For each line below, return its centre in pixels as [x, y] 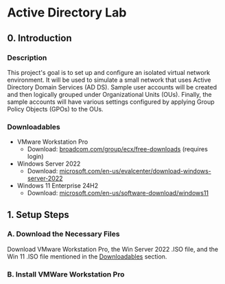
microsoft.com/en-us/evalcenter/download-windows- [135, 171]
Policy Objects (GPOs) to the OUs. [56, 109]
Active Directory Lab [67, 13]
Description [27, 58]
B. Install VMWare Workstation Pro [66, 274]
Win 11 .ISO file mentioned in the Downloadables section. [87, 256]
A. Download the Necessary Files [63, 234]
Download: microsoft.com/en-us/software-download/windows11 [118, 193]
